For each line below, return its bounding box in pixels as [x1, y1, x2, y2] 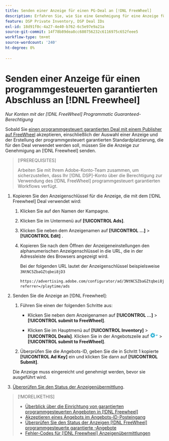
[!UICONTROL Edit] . [20, 233, 63, 239]
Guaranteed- [114, 111, 141, 117]
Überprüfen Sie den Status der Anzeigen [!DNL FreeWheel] [25, 419, 147, 425]
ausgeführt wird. [12, 374, 47, 380]
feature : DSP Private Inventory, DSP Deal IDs [5, 19, 105, 24]
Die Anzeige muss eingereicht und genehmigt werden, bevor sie [12, 369, 146, 375]
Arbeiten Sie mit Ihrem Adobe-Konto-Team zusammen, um [17, 167, 139, 173]
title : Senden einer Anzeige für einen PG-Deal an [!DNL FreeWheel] [5, 8, 152, 13]
